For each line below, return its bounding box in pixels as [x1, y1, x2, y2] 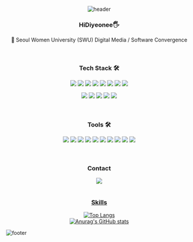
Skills [91, 198, 107, 206]
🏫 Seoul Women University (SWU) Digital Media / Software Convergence [11, 36, 188, 44]
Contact [87, 164, 111, 172]
